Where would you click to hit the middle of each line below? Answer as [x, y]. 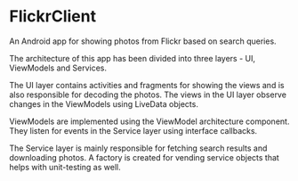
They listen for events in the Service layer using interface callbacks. [133, 130]
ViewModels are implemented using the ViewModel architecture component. [149, 121]
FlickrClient [52, 16]
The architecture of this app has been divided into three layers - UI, [133, 58]
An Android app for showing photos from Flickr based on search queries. [143, 41]
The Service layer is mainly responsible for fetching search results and [138, 148]
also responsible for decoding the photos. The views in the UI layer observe [148, 95]
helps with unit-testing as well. [65, 167]
